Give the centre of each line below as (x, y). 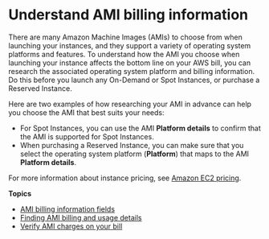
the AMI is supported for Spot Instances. (87, 136)
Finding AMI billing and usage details (81, 217)
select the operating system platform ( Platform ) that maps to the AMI (134, 154)
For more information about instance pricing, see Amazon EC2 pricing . (125, 178)
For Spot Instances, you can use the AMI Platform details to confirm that (140, 128)
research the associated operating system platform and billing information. (132, 71)
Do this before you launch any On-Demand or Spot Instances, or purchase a (134, 80)
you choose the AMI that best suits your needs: (86, 112)
